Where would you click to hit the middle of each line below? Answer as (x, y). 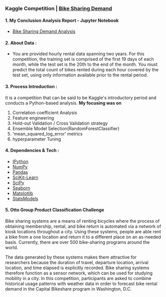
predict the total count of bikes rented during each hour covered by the (85, 70)
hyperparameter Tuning (37, 139)
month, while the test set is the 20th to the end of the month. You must (85, 64)
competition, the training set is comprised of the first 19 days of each (83, 59)
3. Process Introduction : (31, 86)
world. (12, 247)
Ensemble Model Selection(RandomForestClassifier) (66, 128)
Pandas (20, 172)
